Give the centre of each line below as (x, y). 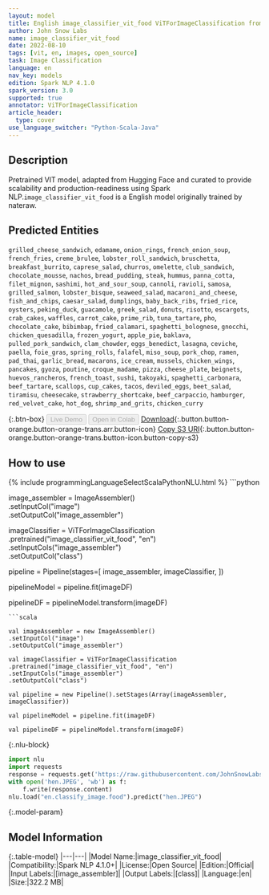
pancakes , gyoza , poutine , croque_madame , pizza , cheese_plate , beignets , (125, 369)
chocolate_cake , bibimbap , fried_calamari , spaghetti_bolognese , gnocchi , (128, 327)
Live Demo (66, 419)
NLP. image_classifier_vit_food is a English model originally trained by (125, 197)
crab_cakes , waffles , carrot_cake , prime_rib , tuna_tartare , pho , (113, 318)
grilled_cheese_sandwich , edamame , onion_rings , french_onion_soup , (119, 250)
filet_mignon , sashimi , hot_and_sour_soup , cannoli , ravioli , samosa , (120, 284)
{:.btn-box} (27, 419)
